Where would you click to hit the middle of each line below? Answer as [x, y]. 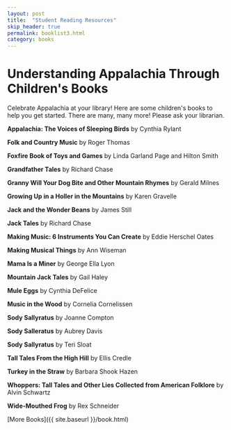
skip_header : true [34, 26]
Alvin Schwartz [29, 392]
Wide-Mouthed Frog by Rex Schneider [63, 406]
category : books [31, 40]
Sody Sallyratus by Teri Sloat [49, 344]
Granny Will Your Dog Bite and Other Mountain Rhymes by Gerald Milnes [113, 183]
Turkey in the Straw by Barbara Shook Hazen [72, 372]
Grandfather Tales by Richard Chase [60, 169]
